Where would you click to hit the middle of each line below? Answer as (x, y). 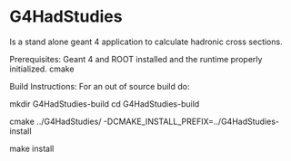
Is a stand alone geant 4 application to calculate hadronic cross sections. (146, 42)
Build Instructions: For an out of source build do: (100, 86)
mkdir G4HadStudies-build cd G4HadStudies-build (105, 104)
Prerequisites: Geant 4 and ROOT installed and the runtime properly (136, 59)
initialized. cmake (42, 69)
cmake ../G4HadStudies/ (55, 121)
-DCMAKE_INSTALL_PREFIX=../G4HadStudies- (191, 121)
